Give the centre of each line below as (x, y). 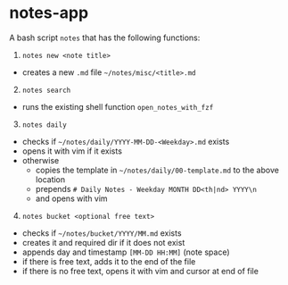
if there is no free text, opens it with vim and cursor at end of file (140, 271)
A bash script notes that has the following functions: (105, 38)
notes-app (49, 13)
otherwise (41, 160)
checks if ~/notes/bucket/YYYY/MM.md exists (102, 233)
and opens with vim (72, 198)
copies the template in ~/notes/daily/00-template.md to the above (157, 170)
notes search (46, 90)
